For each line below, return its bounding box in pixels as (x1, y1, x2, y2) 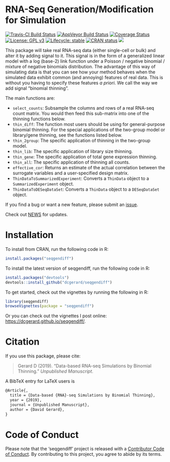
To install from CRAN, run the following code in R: (5, 246, 109, 252)
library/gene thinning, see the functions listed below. (12, 132, 123, 138)
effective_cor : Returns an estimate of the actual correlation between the (12, 164, 165, 170)
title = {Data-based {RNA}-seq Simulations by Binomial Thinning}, (10, 393, 156, 398)
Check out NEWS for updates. (5, 211, 68, 217)
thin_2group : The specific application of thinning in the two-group (12, 137, 151, 143)
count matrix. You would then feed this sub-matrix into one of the (12, 110, 150, 116)
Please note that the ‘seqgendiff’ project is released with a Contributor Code (5, 446, 164, 452)
